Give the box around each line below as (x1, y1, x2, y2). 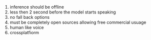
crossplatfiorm (9, 30, 39, 35)
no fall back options (9, 14, 50, 20)
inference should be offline (9, 4, 65, 10)
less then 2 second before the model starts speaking (9, 9, 116, 15)
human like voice (9, 25, 44, 30)
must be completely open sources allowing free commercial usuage (9, 19, 147, 25)
